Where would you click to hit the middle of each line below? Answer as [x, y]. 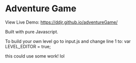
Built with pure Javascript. [32, 31]
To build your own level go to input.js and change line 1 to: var [68, 41]
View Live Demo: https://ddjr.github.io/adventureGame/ [61, 22]
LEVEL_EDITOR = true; [28, 46]
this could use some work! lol [35, 56]
